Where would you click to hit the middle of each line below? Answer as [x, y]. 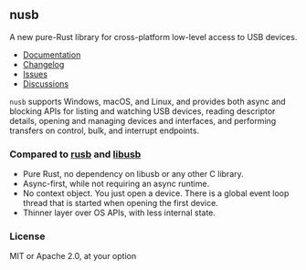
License [27, 236]
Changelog [43, 64]
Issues [35, 74]
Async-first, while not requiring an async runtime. [116, 184]
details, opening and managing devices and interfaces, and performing [143, 120]
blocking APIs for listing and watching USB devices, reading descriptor [142, 111]
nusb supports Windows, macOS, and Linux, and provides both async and [148, 101]
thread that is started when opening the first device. [121, 203]
